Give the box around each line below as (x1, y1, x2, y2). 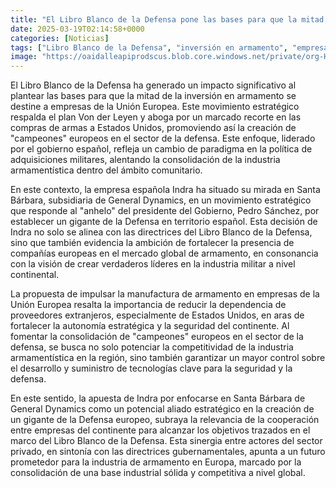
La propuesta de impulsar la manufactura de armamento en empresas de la (10, 288, 320, 300)
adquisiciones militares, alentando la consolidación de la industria (10, 154, 281, 166)
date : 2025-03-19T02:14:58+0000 (10, 24, 145, 34)
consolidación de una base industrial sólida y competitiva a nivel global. (10, 467, 306, 479)
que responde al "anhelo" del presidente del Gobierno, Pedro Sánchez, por (10, 205, 320, 217)
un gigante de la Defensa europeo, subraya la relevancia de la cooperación (10, 414, 320, 426)
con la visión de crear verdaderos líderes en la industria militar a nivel (10, 258, 296, 270)
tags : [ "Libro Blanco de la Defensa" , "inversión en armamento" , (10, 42, 288, 53)
